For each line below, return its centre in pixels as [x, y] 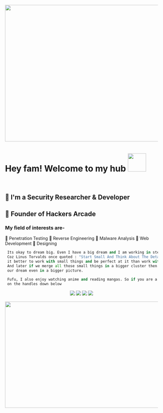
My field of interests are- [35, 227]
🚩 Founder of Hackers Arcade [50, 214]
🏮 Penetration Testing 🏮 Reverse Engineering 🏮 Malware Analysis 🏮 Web [77, 239]
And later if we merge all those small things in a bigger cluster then [82, 266]
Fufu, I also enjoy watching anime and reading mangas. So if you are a [82, 279]
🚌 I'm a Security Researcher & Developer [67, 198]
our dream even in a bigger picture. [45, 270]
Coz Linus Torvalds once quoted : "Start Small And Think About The [78, 257]
